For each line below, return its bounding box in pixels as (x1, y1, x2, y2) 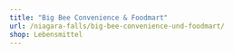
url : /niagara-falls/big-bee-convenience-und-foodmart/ (9, 22, 225, 31)
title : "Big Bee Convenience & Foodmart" (9, 13, 169, 22)
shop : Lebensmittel (9, 30, 83, 39)
